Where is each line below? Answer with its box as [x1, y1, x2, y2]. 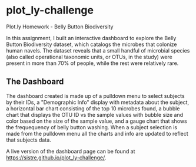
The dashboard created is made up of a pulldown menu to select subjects [6, 92, 185, 99]
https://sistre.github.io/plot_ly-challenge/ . [6, 154, 107, 161]
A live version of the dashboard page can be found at [6, 148, 135, 155]
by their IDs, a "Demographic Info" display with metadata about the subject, [6, 99, 190, 106]
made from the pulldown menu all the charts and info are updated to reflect [6, 130, 188, 137]
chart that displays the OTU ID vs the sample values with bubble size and [6, 111, 184, 118]
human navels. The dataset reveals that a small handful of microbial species [6, 47, 190, 54]
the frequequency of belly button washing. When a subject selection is [6, 123, 178, 130]
